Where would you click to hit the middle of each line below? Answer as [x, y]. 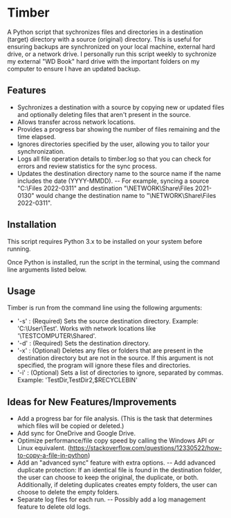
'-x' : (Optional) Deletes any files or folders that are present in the [110, 350]
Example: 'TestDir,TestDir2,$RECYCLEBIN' [77, 380]
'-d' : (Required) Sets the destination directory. [83, 343]
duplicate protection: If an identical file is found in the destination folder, [120, 470]
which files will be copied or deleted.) [71, 426]
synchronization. [41, 151]
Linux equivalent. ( [44, 448]
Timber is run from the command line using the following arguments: [105, 308]
